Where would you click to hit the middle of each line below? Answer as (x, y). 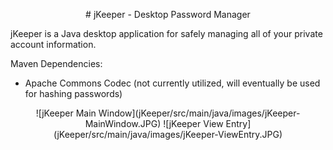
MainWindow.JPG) (123, 123)
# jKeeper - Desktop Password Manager (168, 14)
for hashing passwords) (73, 93)
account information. (53, 44)
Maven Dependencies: (56, 63)
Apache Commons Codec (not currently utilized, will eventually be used (172, 83)
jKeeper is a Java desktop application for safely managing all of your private (166, 33)
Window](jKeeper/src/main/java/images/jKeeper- (199, 113)
